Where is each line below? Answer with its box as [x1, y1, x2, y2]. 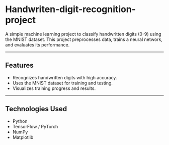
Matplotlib [12, 134, 34, 140]
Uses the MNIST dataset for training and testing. [12, 80, 113, 86]
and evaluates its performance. [5, 41, 70, 47]
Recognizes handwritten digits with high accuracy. [12, 74, 117, 80]
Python [12, 118, 28, 124]
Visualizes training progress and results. [12, 85, 96, 91]
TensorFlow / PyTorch [12, 123, 58, 129]
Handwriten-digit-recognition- [5, 4, 136, 15]
